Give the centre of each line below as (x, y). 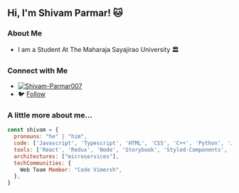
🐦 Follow (32, 94)
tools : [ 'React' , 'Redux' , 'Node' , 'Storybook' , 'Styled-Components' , (121, 150)
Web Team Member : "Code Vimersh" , (71, 169)
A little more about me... (50, 115)
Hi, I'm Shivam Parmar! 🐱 (65, 13)
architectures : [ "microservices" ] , (67, 156)
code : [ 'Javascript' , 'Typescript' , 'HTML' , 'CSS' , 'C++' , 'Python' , (119, 143)
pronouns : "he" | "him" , (51, 137)
